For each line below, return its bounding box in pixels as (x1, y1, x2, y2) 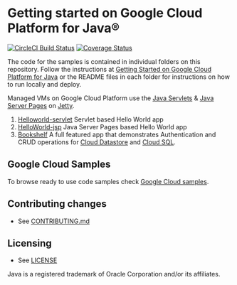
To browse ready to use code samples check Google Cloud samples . (7, 177, 209, 185)
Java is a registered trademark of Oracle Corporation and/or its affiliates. (7, 270, 221, 279)
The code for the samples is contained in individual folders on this (7, 57, 201, 65)
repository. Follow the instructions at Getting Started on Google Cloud (7, 65, 212, 73)
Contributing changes (7, 198, 107, 210)
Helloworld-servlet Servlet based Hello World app (17, 115, 164, 124)
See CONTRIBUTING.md (17, 217, 90, 225)
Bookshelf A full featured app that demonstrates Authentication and (17, 130, 216, 139)
